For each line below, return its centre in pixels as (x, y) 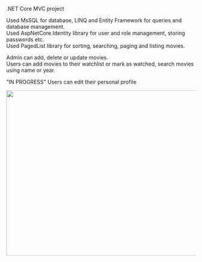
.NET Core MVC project (35, 9)
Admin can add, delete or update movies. (57, 57)
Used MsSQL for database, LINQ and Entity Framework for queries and (94, 20)
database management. (35, 27)
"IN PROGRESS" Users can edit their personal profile (72, 82)
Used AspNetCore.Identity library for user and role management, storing (96, 33)
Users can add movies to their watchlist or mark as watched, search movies (100, 64)
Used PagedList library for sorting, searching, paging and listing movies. (96, 46)
